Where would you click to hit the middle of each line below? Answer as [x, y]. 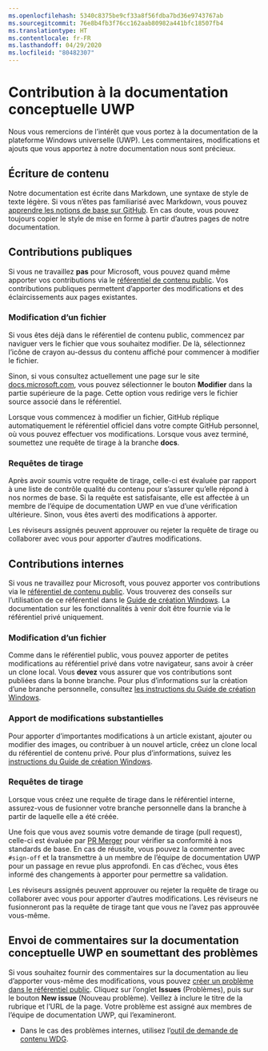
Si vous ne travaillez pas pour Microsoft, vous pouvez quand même [119, 271]
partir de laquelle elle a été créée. [64, 816]
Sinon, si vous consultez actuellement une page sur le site [104, 376]
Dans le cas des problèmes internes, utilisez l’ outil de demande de [129, 1030]
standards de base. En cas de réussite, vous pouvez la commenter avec [127, 849]
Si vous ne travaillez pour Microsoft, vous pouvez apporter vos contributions [134, 583]
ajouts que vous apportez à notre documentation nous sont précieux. [122, 148]
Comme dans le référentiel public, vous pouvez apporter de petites [119, 655]
